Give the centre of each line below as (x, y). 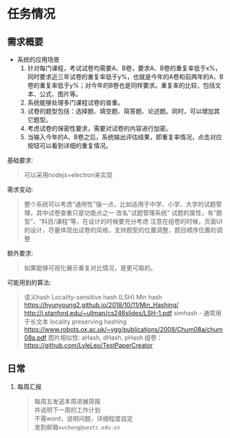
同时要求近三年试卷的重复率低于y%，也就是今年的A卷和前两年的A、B (125, 77)
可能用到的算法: (29, 282)
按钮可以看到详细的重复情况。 (69, 146)
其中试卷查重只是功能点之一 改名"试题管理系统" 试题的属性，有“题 (129, 213)
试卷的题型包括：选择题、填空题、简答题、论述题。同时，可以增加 (120, 111)
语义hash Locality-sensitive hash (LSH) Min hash (93, 297)
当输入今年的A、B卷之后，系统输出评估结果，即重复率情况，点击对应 (125, 137)
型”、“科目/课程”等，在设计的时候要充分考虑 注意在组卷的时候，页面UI (123, 221)
